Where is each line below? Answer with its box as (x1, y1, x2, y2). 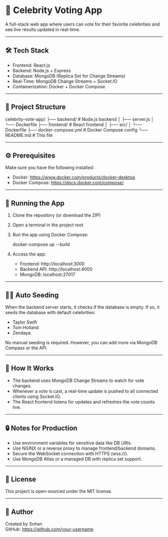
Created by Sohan (5, 521, 42, 527)
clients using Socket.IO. (12, 393, 61, 399)
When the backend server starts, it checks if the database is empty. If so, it (5, 304, 160, 310)
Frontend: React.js (12, 62, 50, 68)
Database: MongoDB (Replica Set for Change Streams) (12, 73, 126, 79)
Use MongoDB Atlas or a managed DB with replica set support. (12, 456, 142, 462)
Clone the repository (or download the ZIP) (12, 212, 101, 218)
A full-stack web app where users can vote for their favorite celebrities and (5, 21, 160, 27)
